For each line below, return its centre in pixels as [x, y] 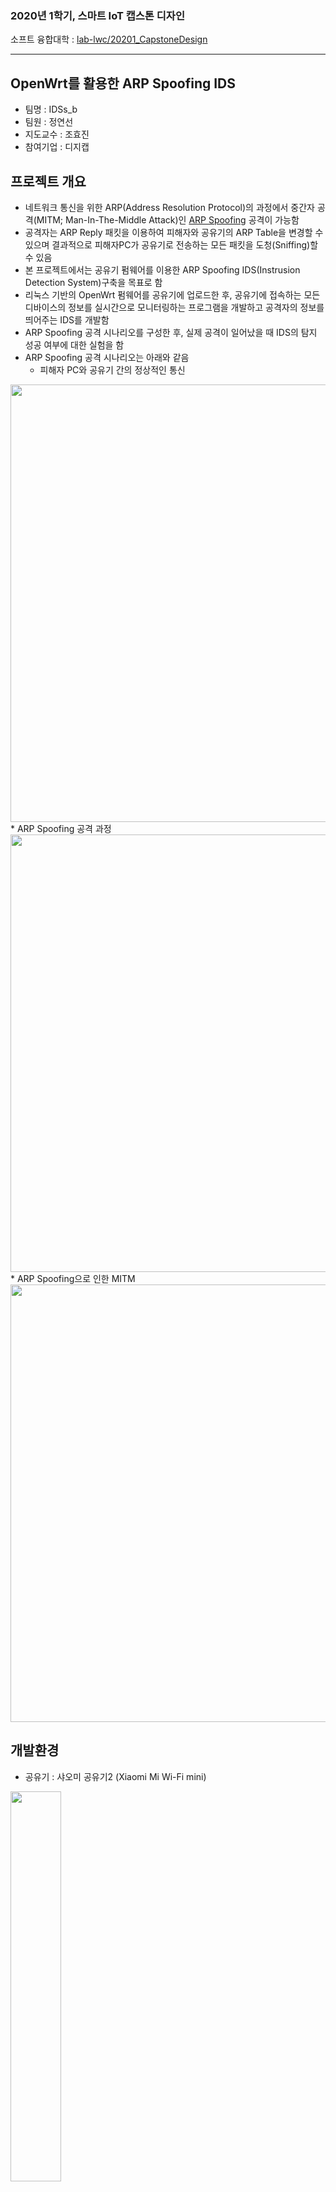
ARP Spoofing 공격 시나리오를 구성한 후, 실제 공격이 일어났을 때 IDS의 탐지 [171, 332]
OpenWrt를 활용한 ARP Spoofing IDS [123, 83]
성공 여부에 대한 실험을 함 [74, 344]
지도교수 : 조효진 [57, 134]
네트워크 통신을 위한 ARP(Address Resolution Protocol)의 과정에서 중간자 [169, 207]
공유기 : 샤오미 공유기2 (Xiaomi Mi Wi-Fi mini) [115, 1776]
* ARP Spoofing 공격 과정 [61, 828]
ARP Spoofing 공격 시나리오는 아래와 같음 [107, 357]
